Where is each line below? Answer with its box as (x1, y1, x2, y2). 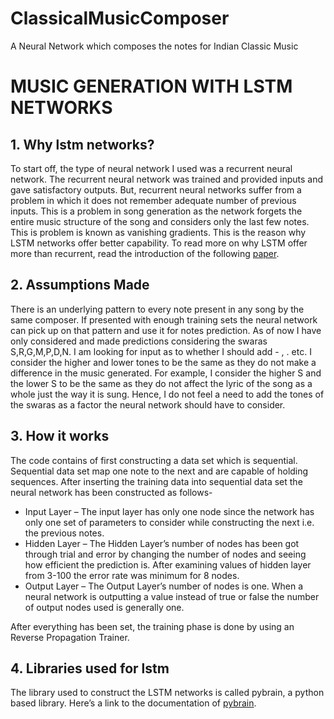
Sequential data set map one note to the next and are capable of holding (10, 465, 309, 477)
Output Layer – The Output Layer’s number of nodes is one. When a (24, 580, 304, 592)
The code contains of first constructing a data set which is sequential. (10, 454, 298, 466)
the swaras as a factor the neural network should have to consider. (10, 398, 286, 411)
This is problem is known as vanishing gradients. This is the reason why (10, 226, 307, 238)
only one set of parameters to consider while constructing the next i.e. (24, 516, 315, 528)
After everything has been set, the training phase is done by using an (10, 620, 295, 632)
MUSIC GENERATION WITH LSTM (10, 75, 293, 98)
